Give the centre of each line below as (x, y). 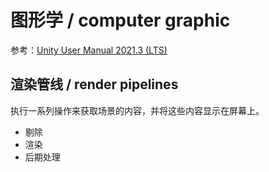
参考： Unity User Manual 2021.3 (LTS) (89, 50)
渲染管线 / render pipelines (94, 84)
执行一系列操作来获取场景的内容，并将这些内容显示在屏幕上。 (137, 110)
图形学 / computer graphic (120, 20)
